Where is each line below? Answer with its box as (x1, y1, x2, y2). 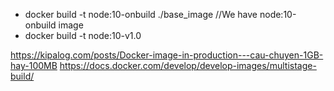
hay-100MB (10, 60, 58, 71)
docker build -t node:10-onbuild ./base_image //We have (24, 9, 258, 20)
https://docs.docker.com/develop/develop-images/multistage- (59, 60, 317, 71)
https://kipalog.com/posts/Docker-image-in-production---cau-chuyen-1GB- (10, 49, 324, 61)
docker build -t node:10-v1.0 (24, 30, 142, 41)
